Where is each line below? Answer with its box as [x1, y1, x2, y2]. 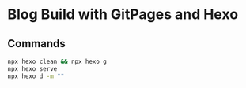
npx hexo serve [7, 64, 58, 72]
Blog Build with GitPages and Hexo [7, 5, 239, 24]
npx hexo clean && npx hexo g [7, 57, 108, 65]
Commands [7, 37, 66, 50]
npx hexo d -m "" [7, 72, 65, 80]
